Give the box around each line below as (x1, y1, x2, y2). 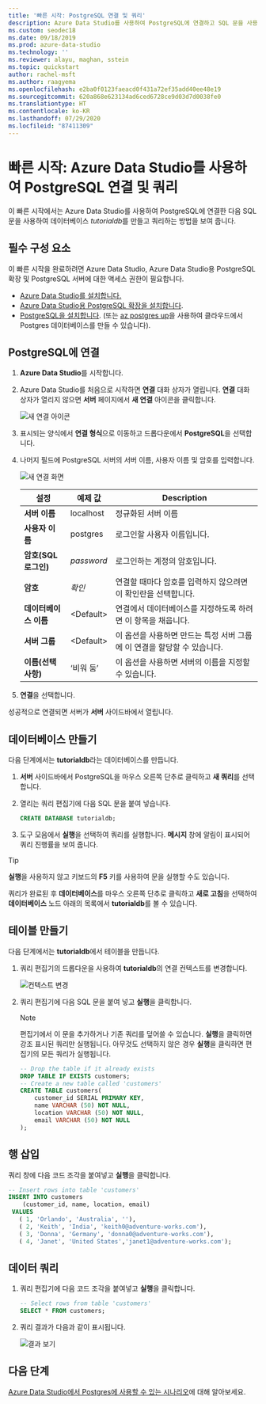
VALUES (11, 1208, 34, 1216)
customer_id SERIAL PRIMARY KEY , (34, 1094, 145, 1102)
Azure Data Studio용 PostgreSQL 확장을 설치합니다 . (19, 300, 184, 310)
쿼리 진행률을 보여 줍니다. (19, 840, 99, 849)
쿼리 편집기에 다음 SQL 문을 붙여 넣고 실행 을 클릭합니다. (19, 997, 192, 1006)
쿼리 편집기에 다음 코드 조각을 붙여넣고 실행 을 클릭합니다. (19, 1284, 196, 1293)
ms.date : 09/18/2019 (8, 33, 77, 42)
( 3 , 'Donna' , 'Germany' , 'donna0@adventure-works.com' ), (18, 1230, 215, 1238)
